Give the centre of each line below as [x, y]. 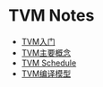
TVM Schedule [49, 63]
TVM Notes [51, 16]
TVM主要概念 [46, 52]
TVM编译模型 [46, 74]
